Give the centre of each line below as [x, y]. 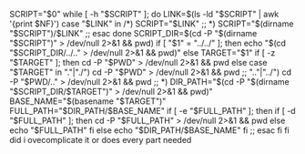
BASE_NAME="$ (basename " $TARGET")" [88, 101]
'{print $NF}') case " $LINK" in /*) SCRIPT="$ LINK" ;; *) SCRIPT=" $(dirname [152, 24]
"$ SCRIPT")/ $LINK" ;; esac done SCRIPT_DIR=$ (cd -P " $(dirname [133, 33]
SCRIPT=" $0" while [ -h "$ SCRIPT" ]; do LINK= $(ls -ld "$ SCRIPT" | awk [144, 14]
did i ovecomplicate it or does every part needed [101, 140]
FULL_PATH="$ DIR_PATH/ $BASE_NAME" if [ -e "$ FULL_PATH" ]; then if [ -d [152, 111]
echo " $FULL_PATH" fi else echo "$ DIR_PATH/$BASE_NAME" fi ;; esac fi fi [149, 130]
